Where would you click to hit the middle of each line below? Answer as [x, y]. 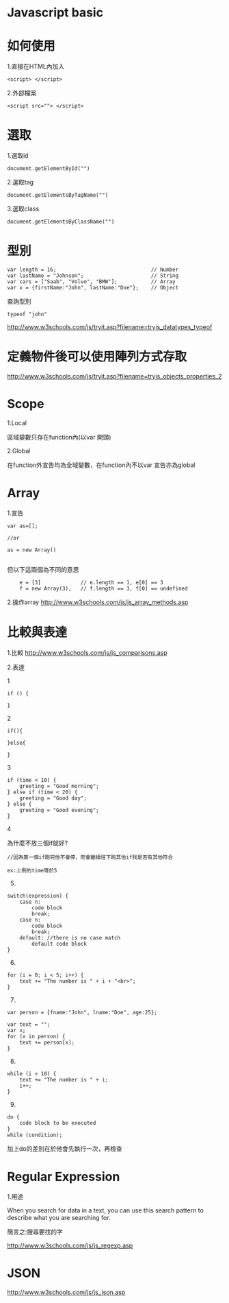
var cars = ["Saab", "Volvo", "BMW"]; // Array [91, 282]
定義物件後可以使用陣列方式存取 [97, 357]
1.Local [17, 422]
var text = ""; [29, 1024]
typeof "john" [27, 314]
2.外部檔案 [22, 93]
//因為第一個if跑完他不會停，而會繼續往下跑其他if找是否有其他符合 [90, 857]
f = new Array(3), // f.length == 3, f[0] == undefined [104, 588]
